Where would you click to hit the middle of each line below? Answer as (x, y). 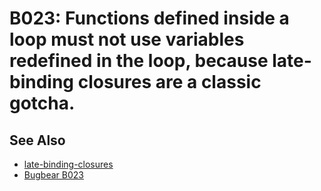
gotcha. (42, 103)
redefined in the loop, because (139, 61)
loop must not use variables (127, 39)
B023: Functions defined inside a (149, 18)
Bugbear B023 (53, 175)
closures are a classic (169, 82)
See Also (37, 140)
